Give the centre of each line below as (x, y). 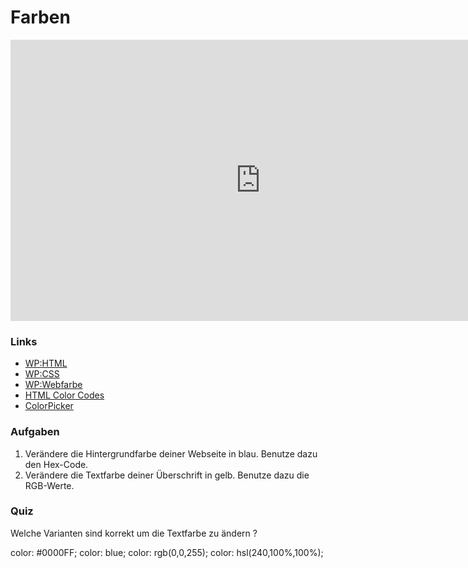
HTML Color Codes (64, 395)
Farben (40, 17)
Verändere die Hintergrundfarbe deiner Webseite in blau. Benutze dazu (171, 453)
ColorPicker (49, 406)
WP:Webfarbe (53, 385)
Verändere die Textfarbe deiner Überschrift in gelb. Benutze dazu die (167, 475)
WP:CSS (42, 374)
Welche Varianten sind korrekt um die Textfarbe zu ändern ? (134, 533)
